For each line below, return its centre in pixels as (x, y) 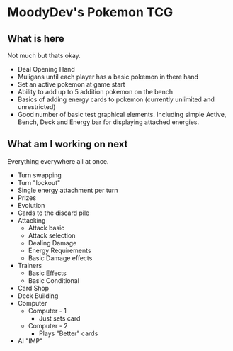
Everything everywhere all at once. (58, 161)
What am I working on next (68, 144)
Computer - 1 (47, 311)
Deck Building (38, 296)
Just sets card (59, 318)
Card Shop (33, 288)
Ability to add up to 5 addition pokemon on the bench (95, 92)
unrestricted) (36, 107)
